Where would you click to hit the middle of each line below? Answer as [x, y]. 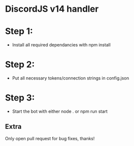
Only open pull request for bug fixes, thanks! [50, 138]
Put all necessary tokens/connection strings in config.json [71, 78]
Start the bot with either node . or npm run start [60, 111]
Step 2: [20, 65]
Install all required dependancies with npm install [61, 45]
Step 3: [20, 98]
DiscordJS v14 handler [52, 9]
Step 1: [19, 31]
